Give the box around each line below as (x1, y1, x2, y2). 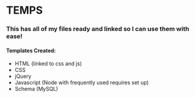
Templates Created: (6, 47, 56, 54)
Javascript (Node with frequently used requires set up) (14, 79, 149, 86)
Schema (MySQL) (14, 86, 58, 93)
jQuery (14, 72, 31, 80)
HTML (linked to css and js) (14, 60, 82, 67)
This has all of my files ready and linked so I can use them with (6, 25, 190, 33)
